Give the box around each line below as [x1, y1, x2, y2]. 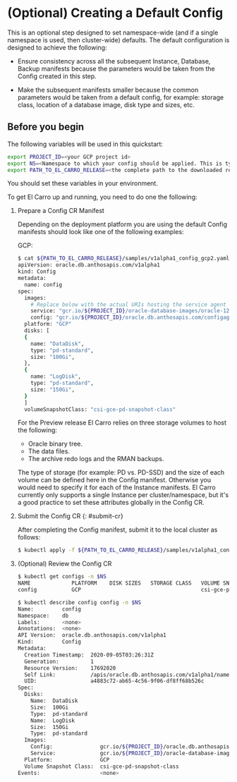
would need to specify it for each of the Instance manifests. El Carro [17, 483, 217, 491]
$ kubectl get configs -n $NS [17, 573, 107, 580]
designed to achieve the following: [7, 43, 107, 51]
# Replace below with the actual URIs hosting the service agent [30, 301, 227, 308]
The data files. [28, 447, 71, 456]
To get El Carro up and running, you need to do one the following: [7, 193, 197, 202]
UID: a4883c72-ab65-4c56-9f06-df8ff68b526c [24, 678, 205, 685]
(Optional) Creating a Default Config [7, 5, 224, 21]
